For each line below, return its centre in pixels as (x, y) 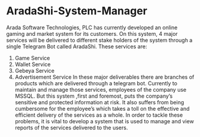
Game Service (32, 58)
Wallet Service (33, 64)
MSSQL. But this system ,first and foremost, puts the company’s (94, 96)
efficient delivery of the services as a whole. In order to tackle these (99, 115)
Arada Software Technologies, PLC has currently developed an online (92, 27)
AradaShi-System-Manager (77, 11)
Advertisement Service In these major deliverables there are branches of (104, 77)
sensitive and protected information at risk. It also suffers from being (99, 102)
